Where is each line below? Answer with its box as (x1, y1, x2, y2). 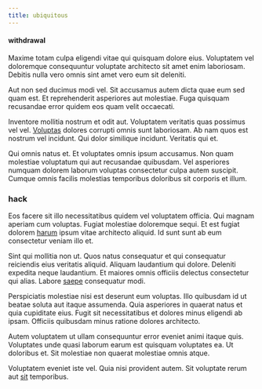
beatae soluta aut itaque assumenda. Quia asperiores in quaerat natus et (8, 300, 243, 310)
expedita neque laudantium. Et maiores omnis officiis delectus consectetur (8, 268, 249, 278)
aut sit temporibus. (8, 372, 69, 381)
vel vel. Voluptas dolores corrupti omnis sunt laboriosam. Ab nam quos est (8, 125, 249, 134)
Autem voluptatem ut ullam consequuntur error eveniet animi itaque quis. (8, 332, 244, 341)
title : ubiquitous (8, 11, 68, 20)
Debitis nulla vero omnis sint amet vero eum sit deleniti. (8, 70, 187, 79)
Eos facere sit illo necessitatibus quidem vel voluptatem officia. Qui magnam (8, 211, 255, 220)
